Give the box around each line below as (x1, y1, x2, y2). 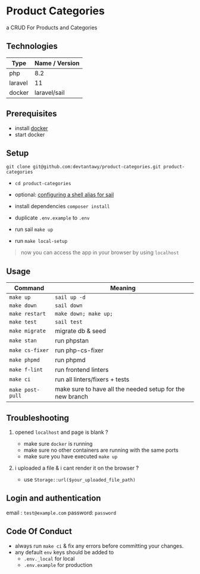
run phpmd (55, 356, 86, 365)
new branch (55, 393, 88, 401)
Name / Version (35, 58, 80, 67)
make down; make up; (55, 310, 113, 317)
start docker (14, 131, 45, 138)
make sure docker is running (23, 440, 93, 447)
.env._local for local (23, 555, 75, 562)
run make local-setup (14, 237, 68, 245)
